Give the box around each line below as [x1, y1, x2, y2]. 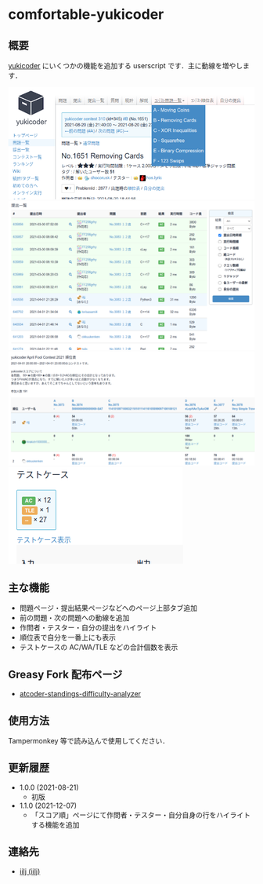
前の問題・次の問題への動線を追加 [19, 613, 130, 623]
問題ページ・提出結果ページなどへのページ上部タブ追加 [19, 603, 198, 613]
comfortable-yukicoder [8, 5, 164, 24]
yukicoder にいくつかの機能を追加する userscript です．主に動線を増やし [8, 61, 243, 70]
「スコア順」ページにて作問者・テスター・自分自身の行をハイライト [31, 810, 251, 820]
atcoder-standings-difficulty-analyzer [19, 689, 142, 699]
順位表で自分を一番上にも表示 [19, 633, 116, 642]
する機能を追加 [31, 820, 80, 829]
